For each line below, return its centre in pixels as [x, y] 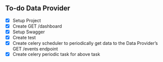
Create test [24, 38]
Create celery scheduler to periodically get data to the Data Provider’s [85, 43]
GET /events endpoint [35, 49]
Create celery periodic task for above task [56, 54]
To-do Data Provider [38, 8]
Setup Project [27, 20]
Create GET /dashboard [37, 26]
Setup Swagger [29, 32]
